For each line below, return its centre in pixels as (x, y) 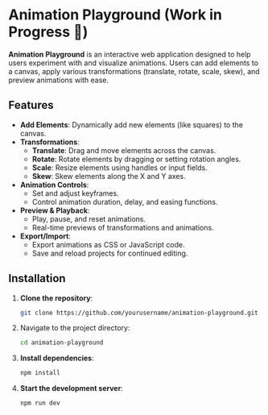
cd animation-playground (62, 343)
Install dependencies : (57, 358)
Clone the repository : (56, 298)
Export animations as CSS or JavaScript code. (108, 244)
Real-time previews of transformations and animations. (123, 227)
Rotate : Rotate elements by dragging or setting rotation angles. (136, 159)
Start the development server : (71, 388)
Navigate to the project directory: (75, 328)
